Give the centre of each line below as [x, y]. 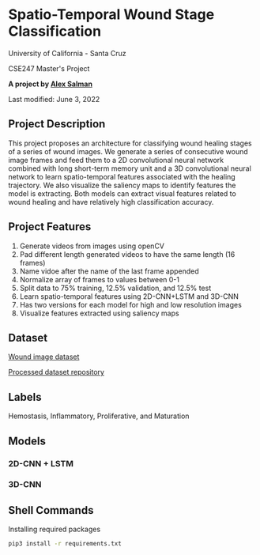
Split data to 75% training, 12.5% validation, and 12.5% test [115, 288]
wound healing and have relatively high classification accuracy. [111, 202]
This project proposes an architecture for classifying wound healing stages [130, 143]
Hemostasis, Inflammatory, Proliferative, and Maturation [99, 416]
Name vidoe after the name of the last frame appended [109, 271]
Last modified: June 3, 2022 [54, 99]
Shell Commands [51, 510]
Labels [25, 397]
